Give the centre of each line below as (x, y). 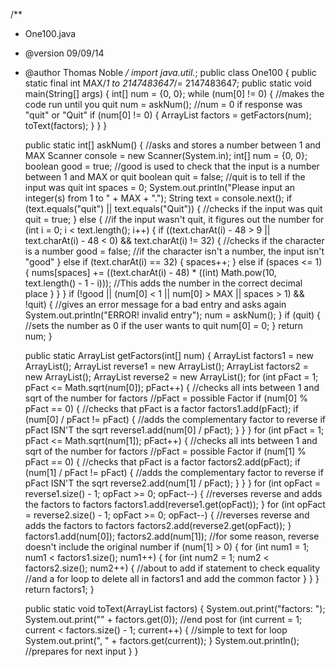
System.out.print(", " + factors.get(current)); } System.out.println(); (162, 640)
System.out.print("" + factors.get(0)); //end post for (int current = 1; (163, 619)
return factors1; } (59, 589)
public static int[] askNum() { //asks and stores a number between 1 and (173, 145)
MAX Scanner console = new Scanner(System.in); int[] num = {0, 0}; (166, 155)
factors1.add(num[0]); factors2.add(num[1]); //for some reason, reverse (172, 536)
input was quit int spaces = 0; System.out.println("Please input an (160, 187)
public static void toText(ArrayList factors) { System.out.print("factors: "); (175, 608)
